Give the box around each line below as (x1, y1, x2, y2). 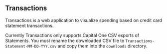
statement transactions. (5, 22, 54, 28)
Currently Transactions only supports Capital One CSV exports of (5, 32, 140, 38)
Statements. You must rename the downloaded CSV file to (5, 37, 125, 43)
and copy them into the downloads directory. (57, 42, 148, 49)
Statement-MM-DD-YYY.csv (5, 43, 57, 49)
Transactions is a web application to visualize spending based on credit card (5, 17, 163, 23)
